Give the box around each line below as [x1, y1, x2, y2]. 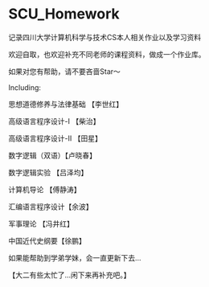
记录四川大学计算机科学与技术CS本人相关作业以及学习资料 [8, 32, 202, 42]
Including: [8, 82, 42, 92]
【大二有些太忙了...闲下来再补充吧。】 [8, 270, 131, 280]
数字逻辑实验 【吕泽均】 [8, 167, 88, 177]
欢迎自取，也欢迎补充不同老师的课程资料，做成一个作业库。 [8, 49, 206, 59]
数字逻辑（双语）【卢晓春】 [8, 150, 96, 160]
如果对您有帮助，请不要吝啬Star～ [8, 66, 121, 76]
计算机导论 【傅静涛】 [8, 184, 81, 194]
